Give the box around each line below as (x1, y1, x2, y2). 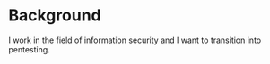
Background (8, 5, 101, 26)
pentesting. (8, 44, 50, 54)
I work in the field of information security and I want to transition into (8, 35, 262, 45)
